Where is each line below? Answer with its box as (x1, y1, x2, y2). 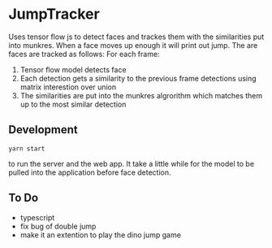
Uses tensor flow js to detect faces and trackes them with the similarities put (8, 32, 265, 41)
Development (8, 123, 79, 137)
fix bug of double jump (19, 221, 97, 231)
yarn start (8, 144, 45, 153)
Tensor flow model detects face (19, 64, 127, 74)
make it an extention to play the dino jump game (19, 229, 181, 240)
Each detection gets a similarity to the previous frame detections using (19, 73, 257, 83)
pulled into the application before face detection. (8, 168, 172, 177)
